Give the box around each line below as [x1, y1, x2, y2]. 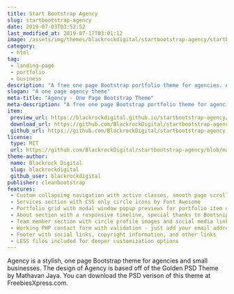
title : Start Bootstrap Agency [7, 10, 98, 17]
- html [10, 50, 30, 57]
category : [7, 43, 36, 50]
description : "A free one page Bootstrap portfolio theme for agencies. [7, 82, 223, 89]
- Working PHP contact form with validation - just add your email [10, 224, 210, 231]
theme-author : [7, 153, 49, 161]
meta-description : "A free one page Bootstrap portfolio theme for [7, 101, 208, 108]
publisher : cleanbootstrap [7, 179, 86, 186]
